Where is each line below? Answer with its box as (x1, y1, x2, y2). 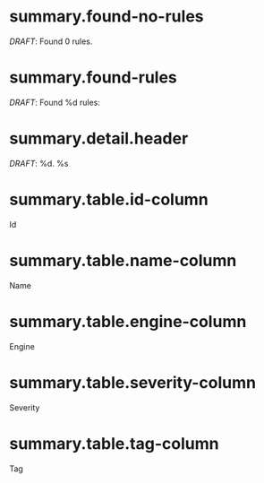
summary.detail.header (9, 128, 189, 149)
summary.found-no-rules (9, 6, 204, 27)
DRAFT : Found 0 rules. (9, 36, 93, 47)
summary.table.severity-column (9, 372, 257, 392)
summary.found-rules (9, 67, 177, 88)
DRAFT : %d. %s (9, 158, 69, 168)
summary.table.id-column (9, 190, 209, 210)
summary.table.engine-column (9, 311, 247, 332)
